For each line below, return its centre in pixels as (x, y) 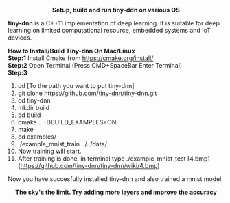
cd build (29, 115)
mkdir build (34, 108)
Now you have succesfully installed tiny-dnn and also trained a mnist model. (116, 179)
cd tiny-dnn (34, 100)
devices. (20, 38)
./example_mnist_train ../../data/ (62, 144)
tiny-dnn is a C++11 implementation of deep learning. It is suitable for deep (114, 23)
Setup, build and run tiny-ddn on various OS (116, 10)
